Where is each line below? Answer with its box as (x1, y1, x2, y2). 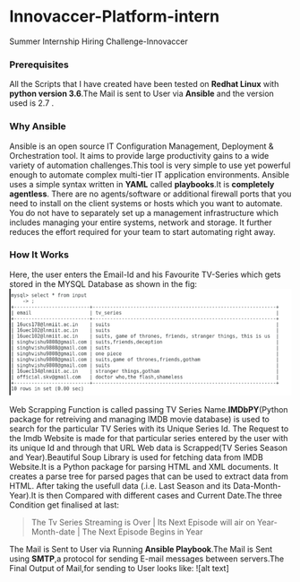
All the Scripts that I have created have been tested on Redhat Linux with (9, 79, 279, 90)
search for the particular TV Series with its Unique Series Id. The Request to (9, 423, 289, 434)
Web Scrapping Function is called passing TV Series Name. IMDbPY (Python (9, 404, 288, 414)
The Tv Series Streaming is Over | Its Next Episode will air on (30, 517, 255, 527)
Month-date (30, 526, 76, 537)
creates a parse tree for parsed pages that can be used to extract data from (9, 471, 289, 482)
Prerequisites (9, 58, 69, 71)
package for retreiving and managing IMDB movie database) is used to (9, 413, 270, 424)
